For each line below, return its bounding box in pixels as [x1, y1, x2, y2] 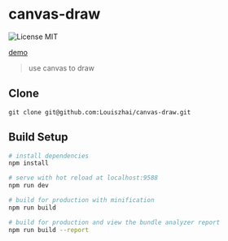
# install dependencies [8, 152, 90, 160]
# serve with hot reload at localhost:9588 [8, 174, 159, 183]
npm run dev [8, 182, 49, 190]
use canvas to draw [28, 62, 95, 73]
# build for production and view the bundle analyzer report [8, 218, 221, 226]
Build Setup [8, 131, 68, 144]
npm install [8, 159, 49, 167]
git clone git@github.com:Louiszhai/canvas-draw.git [8, 108, 191, 116]
